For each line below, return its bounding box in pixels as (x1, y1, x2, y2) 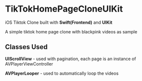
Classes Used (5, 43, 48, 51)
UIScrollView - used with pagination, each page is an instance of (5, 56, 136, 62)
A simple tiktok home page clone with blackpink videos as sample (5, 29, 138, 34)
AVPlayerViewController (5, 61, 53, 66)
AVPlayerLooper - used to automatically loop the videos (5, 70, 119, 76)
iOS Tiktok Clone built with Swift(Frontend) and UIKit (5, 19, 113, 25)
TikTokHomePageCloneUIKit (5, 3, 123, 15)
